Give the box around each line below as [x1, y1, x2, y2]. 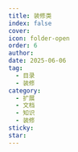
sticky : [8, 124, 35, 132]
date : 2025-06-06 [8, 57, 67, 65]
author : [8, 49, 35, 57]
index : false [8, 19, 52, 27]
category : [8, 86, 42, 95]
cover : [8, 27, 31, 35]
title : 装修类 [8, 11, 52, 20]
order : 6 [8, 42, 38, 50]
